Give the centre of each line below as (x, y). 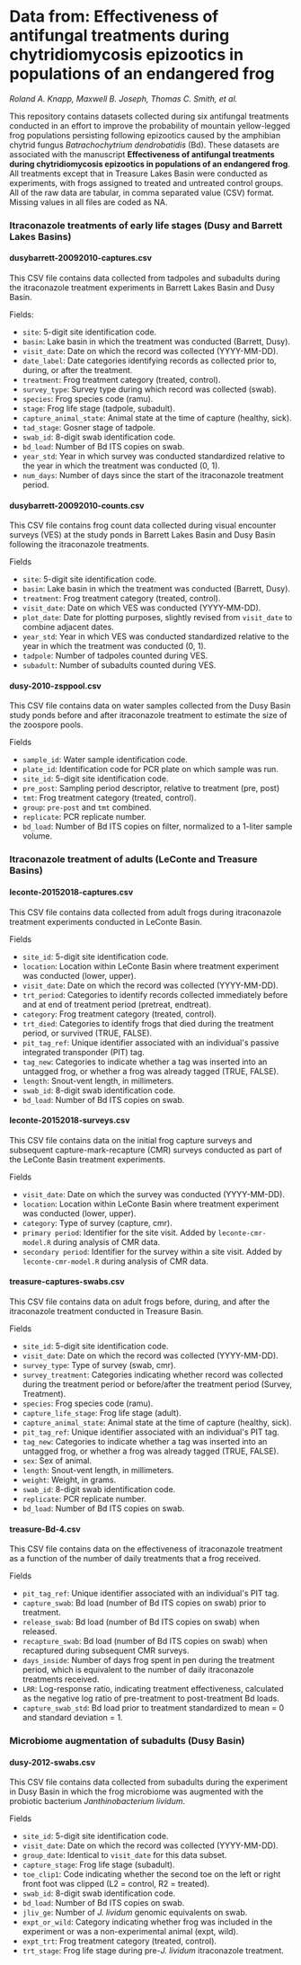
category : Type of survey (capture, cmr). (97, 1223)
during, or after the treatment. (77, 370)
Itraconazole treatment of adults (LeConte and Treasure (133, 859)
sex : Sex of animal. (57, 1461)
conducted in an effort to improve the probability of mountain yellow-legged (150, 125)
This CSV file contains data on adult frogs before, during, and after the (140, 1302)
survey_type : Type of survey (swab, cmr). (99, 1365)
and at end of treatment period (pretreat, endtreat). (117, 1004)
